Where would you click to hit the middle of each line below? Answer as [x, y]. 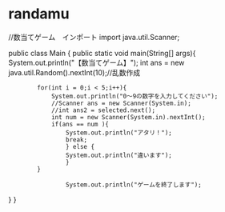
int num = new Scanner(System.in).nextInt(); [128, 117]
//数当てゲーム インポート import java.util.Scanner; [94, 37]
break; [76, 140]
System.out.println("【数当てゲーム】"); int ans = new [96, 62]
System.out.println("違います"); [119, 155]
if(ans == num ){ [80, 124]
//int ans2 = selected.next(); [103, 110]
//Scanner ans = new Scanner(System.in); [121, 103]
